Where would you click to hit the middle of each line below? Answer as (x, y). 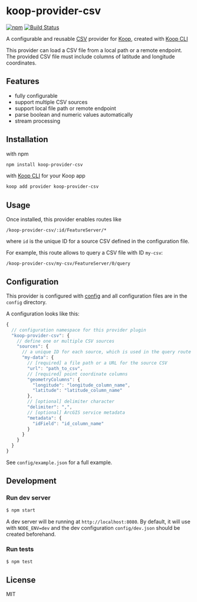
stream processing (37, 121)
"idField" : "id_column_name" (68, 424)
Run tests (20, 549)
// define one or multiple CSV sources (66, 341)
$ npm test (19, 561)
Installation (27, 139)
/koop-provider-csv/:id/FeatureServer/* (57, 230)
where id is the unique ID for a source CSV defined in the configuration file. (98, 242)
